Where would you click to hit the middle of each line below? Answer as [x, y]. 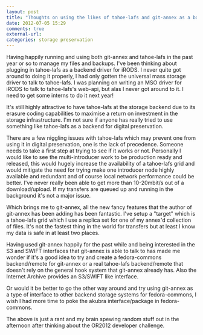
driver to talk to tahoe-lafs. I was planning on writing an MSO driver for [94, 83]
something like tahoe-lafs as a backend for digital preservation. [85, 126]
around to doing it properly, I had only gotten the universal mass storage [96, 76]
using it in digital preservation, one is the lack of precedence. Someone [95, 144]
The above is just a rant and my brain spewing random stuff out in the [93, 319]
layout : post [23, 12]
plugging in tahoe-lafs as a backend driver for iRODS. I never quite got [94, 70]
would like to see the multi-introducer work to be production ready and [94, 157]
